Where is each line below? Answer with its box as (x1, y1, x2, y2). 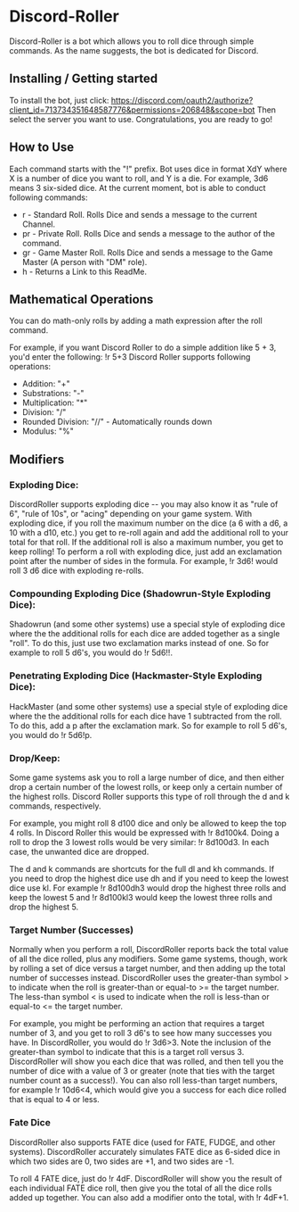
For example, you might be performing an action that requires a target (9, 1018, 265, 1029)
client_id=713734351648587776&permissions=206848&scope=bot (9, 104, 255, 115)
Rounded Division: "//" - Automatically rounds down (21, 417, 213, 428)
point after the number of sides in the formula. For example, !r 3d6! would (9, 556, 279, 567)
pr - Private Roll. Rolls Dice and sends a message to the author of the (21, 228, 276, 238)
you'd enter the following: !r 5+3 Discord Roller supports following (9, 352, 251, 362)
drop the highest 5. (9, 901, 79, 912)
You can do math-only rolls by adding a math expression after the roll (9, 315, 263, 327)
